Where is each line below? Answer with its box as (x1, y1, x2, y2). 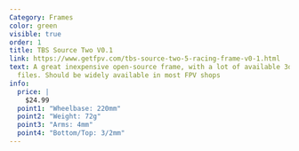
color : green (9, 21, 58, 30)
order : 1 (9, 37, 42, 47)
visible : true (9, 29, 62, 38)
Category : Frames (9, 12, 74, 22)
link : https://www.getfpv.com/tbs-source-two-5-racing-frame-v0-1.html (9, 54, 280, 63)
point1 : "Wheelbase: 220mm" (17, 104, 122, 113)
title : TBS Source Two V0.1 (9, 46, 114, 55)
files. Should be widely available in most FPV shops (17, 71, 221, 80)
